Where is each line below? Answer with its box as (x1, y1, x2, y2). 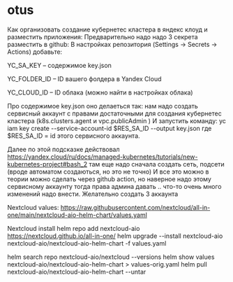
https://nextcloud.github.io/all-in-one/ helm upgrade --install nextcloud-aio (7, 232, 223, 240)
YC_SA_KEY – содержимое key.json (7, 61, 112, 69)
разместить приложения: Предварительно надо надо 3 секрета (7, 32, 198, 41)
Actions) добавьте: (7, 48, 63, 56)
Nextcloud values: (7, 203, 59, 211)
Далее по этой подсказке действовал (7, 145, 120, 153)
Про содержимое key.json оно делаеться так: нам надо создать (7, 101, 199, 110)
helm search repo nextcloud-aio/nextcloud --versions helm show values (7, 253, 215, 261)
